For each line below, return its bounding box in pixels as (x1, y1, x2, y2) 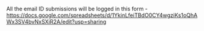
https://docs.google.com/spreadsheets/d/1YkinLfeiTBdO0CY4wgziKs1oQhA (6, 12, 198, 19)
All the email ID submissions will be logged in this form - (6, 5, 148, 12)
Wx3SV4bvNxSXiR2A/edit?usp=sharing (6, 18, 107, 25)
